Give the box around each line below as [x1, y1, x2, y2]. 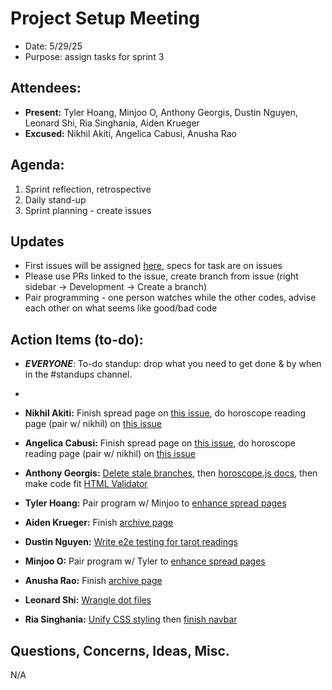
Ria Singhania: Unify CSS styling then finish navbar [24, 613, 238, 626]
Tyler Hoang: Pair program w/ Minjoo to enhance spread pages [24, 497, 287, 509]
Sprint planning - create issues [24, 204, 152, 216]
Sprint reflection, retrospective [24, 183, 152, 195]
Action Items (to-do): [10, 331, 144, 348]
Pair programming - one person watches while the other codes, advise [24, 292, 317, 304]
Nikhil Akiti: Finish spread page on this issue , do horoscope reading [24, 407, 306, 419]
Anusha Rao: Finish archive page [24, 575, 163, 587]
